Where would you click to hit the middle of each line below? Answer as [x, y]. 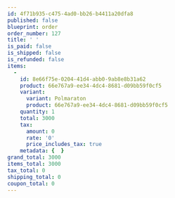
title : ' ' [23, 40]
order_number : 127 [34, 33]
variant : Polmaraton [56, 99]
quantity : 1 [37, 112]
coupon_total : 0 [31, 183]
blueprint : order [33, 27]
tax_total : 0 [26, 170]
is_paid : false [30, 46]
